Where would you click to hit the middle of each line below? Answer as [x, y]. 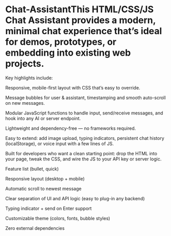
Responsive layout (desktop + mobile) [45, 179]
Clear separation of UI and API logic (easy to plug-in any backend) [75, 198]
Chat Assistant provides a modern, [80, 20]
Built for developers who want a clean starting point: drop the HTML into [81, 153]
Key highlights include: [29, 78]
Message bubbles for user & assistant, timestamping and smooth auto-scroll [86, 98]
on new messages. [25, 103]
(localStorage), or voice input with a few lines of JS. [59, 144]
